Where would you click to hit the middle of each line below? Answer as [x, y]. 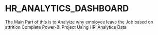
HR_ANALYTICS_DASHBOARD [67, 9]
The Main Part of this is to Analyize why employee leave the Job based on [79, 22]
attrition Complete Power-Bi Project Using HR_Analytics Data [66, 27]
